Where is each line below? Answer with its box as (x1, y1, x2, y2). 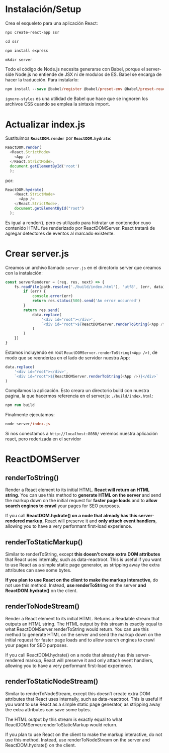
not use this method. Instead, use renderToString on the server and (5, 582, 146, 588)
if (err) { (23, 289, 46, 294)
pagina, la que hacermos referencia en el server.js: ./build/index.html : (5, 393, 153, 399)
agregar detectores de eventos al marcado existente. (5, 230, 115, 236)
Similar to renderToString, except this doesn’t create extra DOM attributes (5, 551, 160, 557)
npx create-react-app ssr (5, 30, 59, 35)
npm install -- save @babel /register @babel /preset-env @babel (5, 86, 138, 91)
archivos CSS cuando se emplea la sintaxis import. (5, 101, 111, 107)
